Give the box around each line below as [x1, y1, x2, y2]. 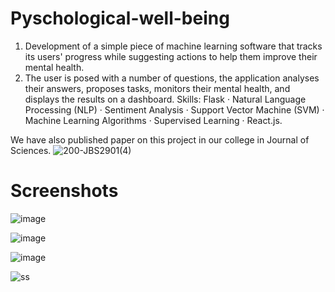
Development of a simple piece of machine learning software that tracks [24, 40, 323, 52]
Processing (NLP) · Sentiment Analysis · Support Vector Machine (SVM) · [24, 103, 325, 116]
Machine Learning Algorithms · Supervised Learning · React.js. [24, 114, 283, 126]
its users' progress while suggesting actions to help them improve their [24, 50, 318, 62]
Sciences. [10, 144, 52, 156]
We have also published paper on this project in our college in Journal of [10, 133, 310, 146]
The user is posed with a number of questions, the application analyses [24, 72, 320, 84]
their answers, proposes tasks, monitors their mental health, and [24, 82, 291, 94]
